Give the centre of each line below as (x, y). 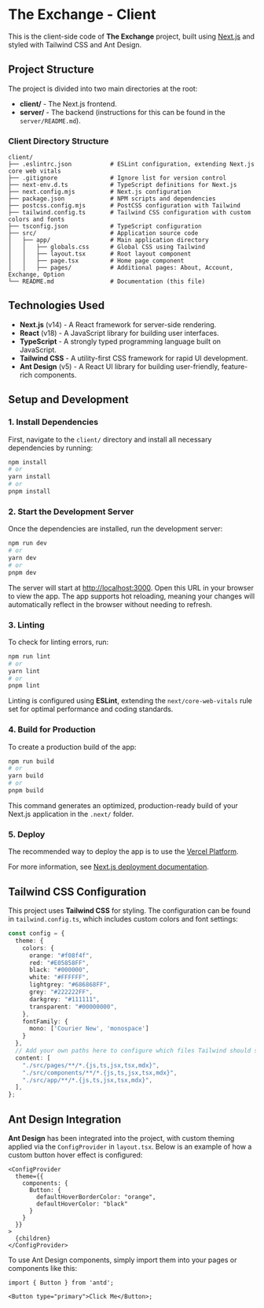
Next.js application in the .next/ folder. (71, 814)
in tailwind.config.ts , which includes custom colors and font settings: (123, 919)
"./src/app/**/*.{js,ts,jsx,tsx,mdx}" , (88, 1080)
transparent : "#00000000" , (73, 1007)
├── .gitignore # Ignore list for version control (117, 178)
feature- (235, 366)
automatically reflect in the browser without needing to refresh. (110, 604)
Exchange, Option (37, 275)
